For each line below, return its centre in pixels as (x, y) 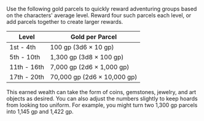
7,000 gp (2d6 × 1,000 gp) (90, 67)
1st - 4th (23, 47)
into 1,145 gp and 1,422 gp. (40, 112)
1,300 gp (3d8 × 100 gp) (87, 57)
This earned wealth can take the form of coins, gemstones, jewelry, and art (101, 92)
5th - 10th (25, 57)
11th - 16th (27, 67)
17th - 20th (27, 77)
